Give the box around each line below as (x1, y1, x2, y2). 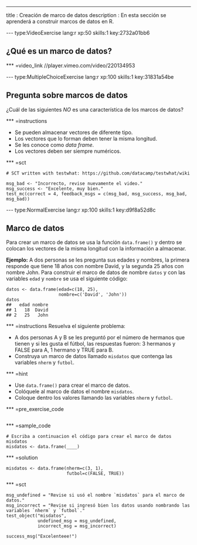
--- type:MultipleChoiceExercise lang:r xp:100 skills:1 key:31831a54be (6, 73, 174, 80)
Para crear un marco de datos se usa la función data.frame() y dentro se (6, 239, 182, 246)
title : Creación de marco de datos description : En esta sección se (6, 12, 167, 18)
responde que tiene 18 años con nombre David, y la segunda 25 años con (6, 263, 184, 270)
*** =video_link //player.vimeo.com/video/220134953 (6, 62, 135, 69)
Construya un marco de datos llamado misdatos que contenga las (14, 353, 173, 360)
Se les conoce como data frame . (14, 141, 94, 148)
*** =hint (6, 370, 28, 377)
